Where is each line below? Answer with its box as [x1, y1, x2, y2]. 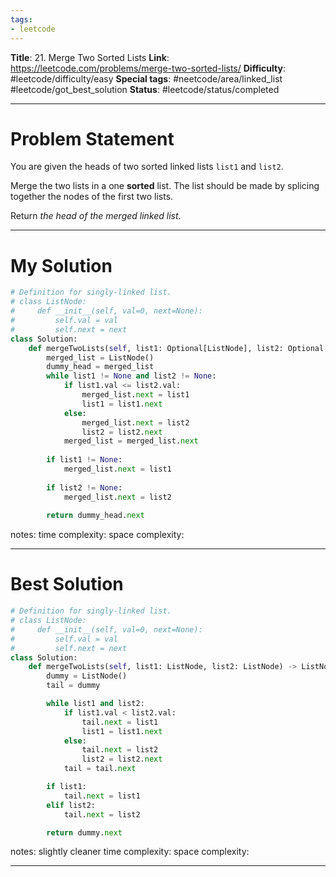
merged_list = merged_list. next [63, 436, 199, 446]
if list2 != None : [46, 482, 123, 493]
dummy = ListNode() [46, 671, 128, 681]
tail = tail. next [63, 764, 137, 774]
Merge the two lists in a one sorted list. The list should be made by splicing [10, 180, 320, 192]
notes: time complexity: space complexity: [10, 529, 185, 541]
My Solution [10, 254, 113, 277]
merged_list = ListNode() [46, 352, 155, 363]
